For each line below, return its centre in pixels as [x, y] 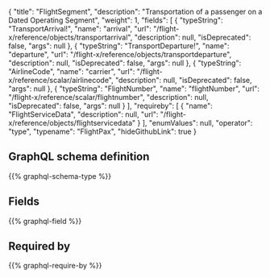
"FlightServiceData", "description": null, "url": [83, 114]
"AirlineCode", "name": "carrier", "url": [72, 71]
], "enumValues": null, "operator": [197, 123]
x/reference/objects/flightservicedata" [72, 123]
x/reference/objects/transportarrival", [71, 37]
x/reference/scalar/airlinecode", [61, 80]
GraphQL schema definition [79, 157]
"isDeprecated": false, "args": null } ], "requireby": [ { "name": [111, 106]
